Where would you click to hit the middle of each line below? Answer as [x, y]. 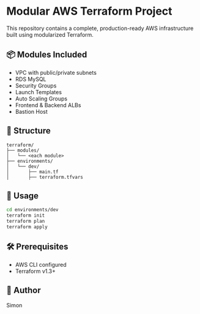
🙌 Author [24, 290]
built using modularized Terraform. [50, 34]
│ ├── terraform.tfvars [45, 177]
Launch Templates [39, 92]
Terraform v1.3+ [35, 271]
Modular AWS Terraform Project [89, 11]
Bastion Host [31, 111]
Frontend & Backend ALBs [48, 105]
